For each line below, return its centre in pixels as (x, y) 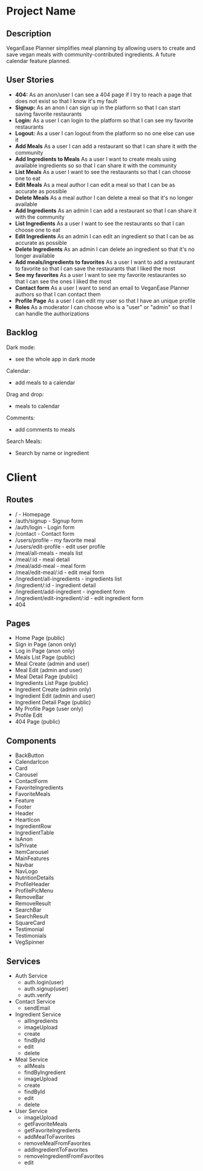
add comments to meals (45, 429)
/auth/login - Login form (45, 527)
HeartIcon (27, 820)
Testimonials (31, 936)
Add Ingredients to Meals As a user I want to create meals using (95, 159)
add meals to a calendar (45, 382)
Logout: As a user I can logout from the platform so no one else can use (105, 133)
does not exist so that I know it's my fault (66, 101)
